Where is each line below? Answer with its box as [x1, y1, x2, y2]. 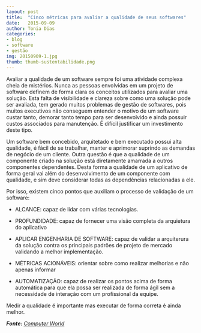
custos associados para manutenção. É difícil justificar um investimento [6, 120, 183, 127]
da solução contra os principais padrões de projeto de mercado [14, 241, 173, 249]
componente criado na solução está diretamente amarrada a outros [6, 157, 173, 164]
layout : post [6, 8, 39, 15]
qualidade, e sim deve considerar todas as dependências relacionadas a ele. [6, 176, 196, 183]
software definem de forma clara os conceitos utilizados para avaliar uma [6, 88, 188, 95]
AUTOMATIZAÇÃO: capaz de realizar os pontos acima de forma [14, 277, 173, 284]
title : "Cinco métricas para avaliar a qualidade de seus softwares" [6, 14, 187, 20]
